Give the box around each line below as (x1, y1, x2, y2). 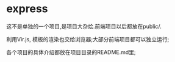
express (6, 2, 48, 16)
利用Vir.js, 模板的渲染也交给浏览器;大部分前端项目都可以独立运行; (6, 35, 170, 43)
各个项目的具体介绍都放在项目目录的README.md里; (6, 48, 136, 56)
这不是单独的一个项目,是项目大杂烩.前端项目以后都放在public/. (6, 22, 162, 30)
